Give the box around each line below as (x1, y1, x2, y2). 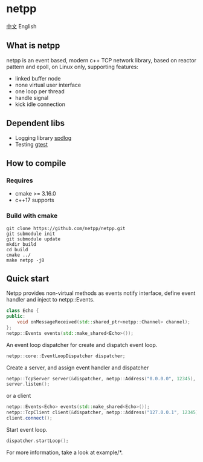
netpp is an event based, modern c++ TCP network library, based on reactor (6, 56, 196, 64)
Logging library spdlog (14, 134, 72, 141)
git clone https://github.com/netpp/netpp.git (6, 225, 126, 231)
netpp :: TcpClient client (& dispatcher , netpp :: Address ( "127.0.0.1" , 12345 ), (6, 409, 201, 416)
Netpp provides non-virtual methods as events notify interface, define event (6, 289, 196, 297)
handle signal (14, 94, 49, 101)
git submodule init (6, 231, 56, 237)
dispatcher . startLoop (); (6, 438, 69, 444)
